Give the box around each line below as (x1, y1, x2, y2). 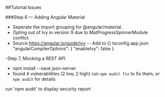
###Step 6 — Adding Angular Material (5, 14, 85, 20)
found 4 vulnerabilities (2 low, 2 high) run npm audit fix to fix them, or (12, 71, 160, 77)
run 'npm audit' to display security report (5, 86, 91, 92)
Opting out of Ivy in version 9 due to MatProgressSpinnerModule (12, 29, 148, 35)
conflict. (12, 35, 30, 41)
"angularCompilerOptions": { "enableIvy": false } (12, 46, 114, 51)
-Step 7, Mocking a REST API (5, 55, 66, 61)
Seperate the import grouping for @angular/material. (12, 24, 123, 30)
